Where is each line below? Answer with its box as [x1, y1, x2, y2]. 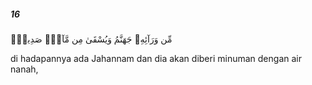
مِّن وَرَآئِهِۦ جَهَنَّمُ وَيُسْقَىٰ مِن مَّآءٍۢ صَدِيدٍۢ [10, 33, 173, 45]
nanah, [10, 63, 39, 75]
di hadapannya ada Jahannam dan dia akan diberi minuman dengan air [10, 52, 302, 64]
